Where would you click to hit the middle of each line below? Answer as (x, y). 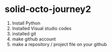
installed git (24, 33)
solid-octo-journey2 (48, 9)
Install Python (26, 23)
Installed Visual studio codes (42, 28)
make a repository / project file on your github (60, 44)
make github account (34, 39)
